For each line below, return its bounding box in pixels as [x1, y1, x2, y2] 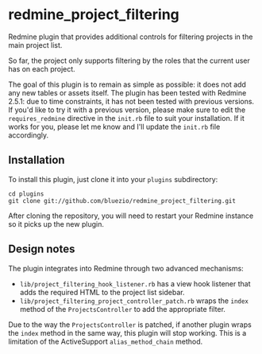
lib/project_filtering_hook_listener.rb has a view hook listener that [19, 278, 252, 288]
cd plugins [8, 189, 44, 198]
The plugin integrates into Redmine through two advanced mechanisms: [8, 263, 244, 273]
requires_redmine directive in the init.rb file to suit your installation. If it [8, 113, 245, 123]
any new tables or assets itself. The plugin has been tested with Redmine [8, 88, 247, 97]
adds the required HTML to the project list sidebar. [19, 287, 185, 297]
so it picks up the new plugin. [8, 219, 105, 228]
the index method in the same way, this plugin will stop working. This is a [8, 328, 247, 337]
